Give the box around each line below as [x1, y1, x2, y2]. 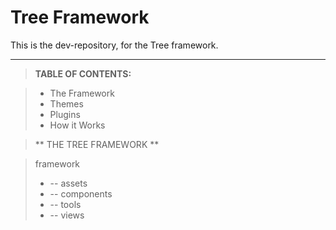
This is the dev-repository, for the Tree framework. [10, 39, 219, 51]
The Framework [49, 87, 115, 99]
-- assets [49, 177, 88, 189]
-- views [49, 209, 85, 221]
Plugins [49, 108, 81, 120]
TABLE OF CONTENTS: [34, 67, 132, 80]
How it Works [49, 119, 106, 131]
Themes [49, 97, 84, 110]
